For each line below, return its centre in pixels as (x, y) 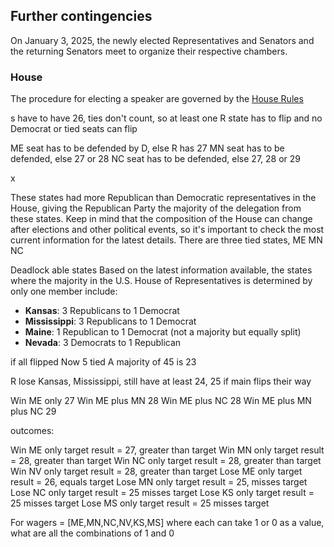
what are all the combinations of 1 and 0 (92, 533)
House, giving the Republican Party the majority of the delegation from (156, 208)
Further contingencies (81, 16)
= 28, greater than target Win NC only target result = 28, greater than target (166, 461)
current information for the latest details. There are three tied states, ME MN (166, 240)
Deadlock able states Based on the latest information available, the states (161, 270)
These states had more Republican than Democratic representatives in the (163, 198)
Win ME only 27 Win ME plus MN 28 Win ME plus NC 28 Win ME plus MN (161, 401)
